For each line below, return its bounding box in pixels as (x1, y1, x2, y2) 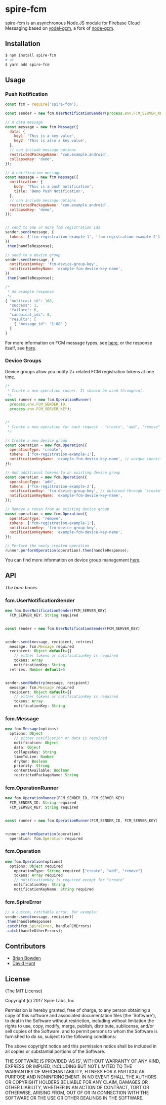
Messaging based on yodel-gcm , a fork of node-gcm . (5, 25, 115, 31)
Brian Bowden (12, 955, 41, 961)
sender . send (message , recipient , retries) (5, 639, 94, 644)
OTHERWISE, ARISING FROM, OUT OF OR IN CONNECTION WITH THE (5, 1090, 149, 1096)
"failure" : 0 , (9, 308, 39, 313)
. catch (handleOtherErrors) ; (5, 928, 63, 933)
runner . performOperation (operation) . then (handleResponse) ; (5, 548, 129, 553)
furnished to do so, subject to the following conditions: (5, 1034, 116, 1039)
